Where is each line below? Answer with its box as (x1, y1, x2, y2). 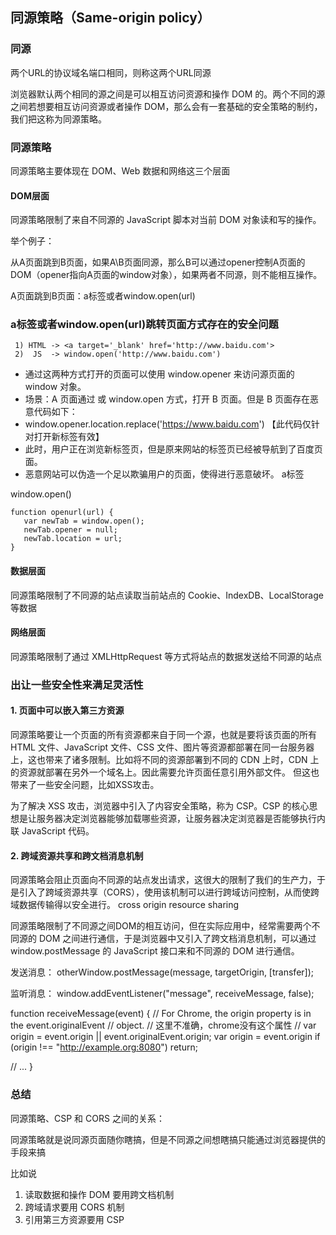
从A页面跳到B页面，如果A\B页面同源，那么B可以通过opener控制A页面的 (10, 256, 306, 268)
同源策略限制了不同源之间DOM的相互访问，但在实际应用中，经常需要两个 (10, 920, 312, 932)
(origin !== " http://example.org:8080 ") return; (10, 1041, 198, 1053)
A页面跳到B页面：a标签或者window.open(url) (10, 290, 196, 302)
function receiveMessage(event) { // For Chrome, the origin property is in (10, 1008, 312, 1020)
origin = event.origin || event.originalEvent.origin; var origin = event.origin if (10, 1031, 321, 1043)
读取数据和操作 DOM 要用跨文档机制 (24, 1188, 175, 1200)
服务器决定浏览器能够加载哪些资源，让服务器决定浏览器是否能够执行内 (36, 813, 326, 825)
